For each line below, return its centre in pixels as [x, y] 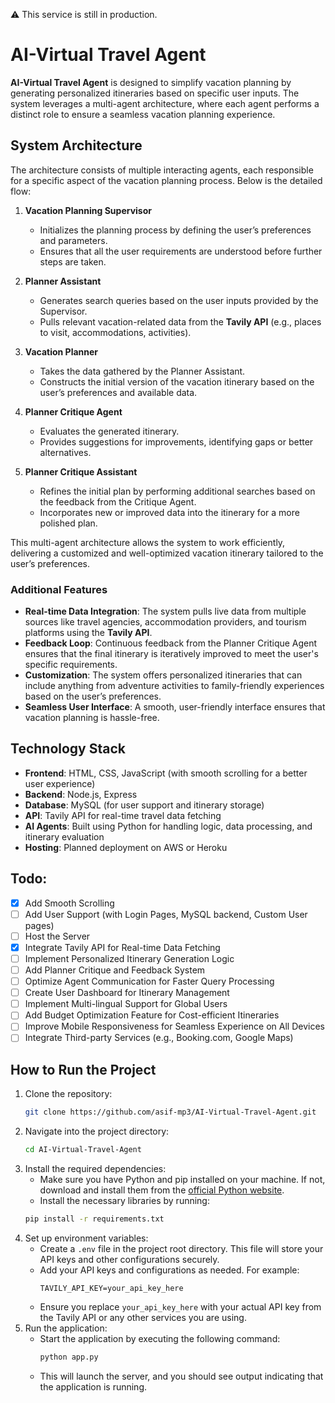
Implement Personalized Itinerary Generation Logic [129, 958]
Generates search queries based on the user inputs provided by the [179, 300]
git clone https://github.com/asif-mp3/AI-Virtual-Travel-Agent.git [170, 1112]
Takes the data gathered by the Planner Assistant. [142, 371]
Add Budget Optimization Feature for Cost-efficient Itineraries [152, 1015]
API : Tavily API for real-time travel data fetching [123, 815]
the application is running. [93, 1386]
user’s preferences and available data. [118, 392]
